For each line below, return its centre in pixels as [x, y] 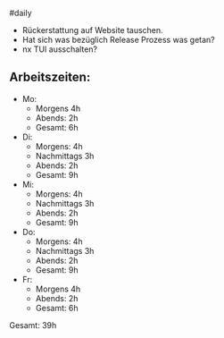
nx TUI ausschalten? [60, 49]
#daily [21, 13]
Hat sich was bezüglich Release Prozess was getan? [119, 40]
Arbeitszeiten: [50, 77]
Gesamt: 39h [33, 325]
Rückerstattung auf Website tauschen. [92, 30]
